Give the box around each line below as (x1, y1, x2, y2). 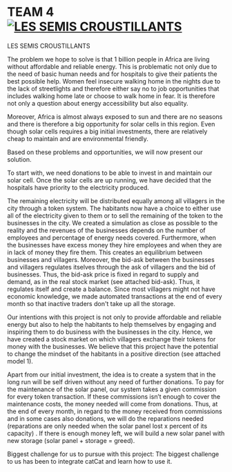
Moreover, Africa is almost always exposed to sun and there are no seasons (7, 112, 223, 121)
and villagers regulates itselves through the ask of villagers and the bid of (7, 263, 216, 271)
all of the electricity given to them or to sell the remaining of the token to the (7, 211, 223, 220)
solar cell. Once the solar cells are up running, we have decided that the (7, 176, 212, 184)
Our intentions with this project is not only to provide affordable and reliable (7, 312, 222, 321)
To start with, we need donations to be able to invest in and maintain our (7, 169, 213, 177)
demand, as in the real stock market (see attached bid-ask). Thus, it (7, 277, 200, 285)
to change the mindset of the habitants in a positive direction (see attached (7, 350, 221, 358)
